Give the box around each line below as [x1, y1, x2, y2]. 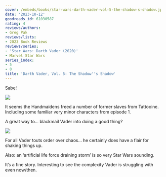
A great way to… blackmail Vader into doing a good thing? [5, 118, 123, 124]
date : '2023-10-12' [5, 12, 45, 17]
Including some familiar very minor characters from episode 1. [5, 109, 131, 115]
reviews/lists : [5, 35, 37, 40]
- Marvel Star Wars [5, 53, 45, 58]
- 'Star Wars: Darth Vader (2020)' [5, 48, 79, 53]
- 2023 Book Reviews [5, 39, 48, 44]
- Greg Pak [5, 30, 28, 35]
